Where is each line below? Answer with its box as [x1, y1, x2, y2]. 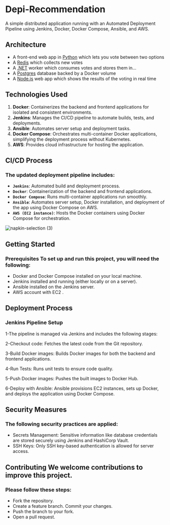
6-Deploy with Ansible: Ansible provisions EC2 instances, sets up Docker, [5, 385, 159, 391]
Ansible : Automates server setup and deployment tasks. [12, 125, 131, 132]
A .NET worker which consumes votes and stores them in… [12, 64, 137, 71]
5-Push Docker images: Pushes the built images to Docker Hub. [5, 375, 139, 381]
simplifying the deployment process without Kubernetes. [12, 136, 131, 142]
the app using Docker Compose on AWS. [12, 205, 98, 211]
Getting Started [5, 240, 55, 248]
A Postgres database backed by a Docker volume [12, 70, 116, 76]
